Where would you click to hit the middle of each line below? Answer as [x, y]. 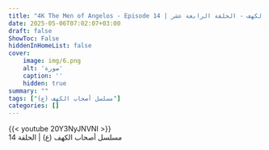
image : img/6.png [52, 61]
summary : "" [28, 91]
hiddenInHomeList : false [50, 46]
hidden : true [45, 83]
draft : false [30, 31]
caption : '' [43, 76]
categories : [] [34, 106]
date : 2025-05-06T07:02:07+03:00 [65, 23]
